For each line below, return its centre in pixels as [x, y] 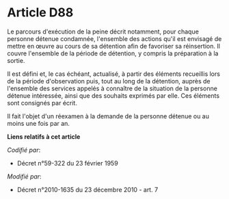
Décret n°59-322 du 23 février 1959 [67, 163]
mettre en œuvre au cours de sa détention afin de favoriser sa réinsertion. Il [114, 46]
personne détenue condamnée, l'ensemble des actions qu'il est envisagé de [114, 38]
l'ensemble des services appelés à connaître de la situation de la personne [112, 88]
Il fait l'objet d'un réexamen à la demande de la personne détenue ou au [108, 116]
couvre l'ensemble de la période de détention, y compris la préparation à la [113, 53]
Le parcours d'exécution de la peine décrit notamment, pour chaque [103, 31]
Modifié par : [25, 176]
